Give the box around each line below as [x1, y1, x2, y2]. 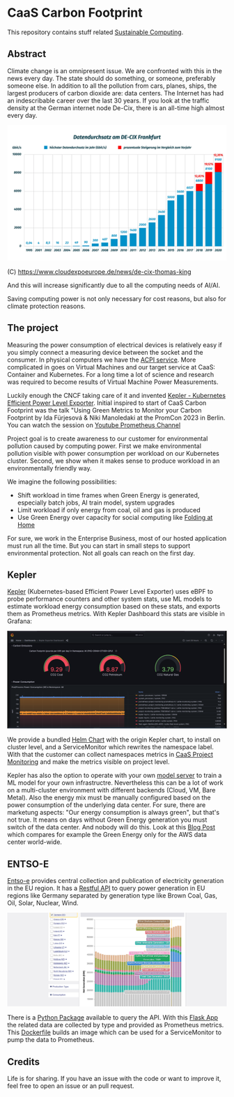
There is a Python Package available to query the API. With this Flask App [7, 1013, 218, 1022]
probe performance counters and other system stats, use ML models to [7, 594, 212, 604]
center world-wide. [7, 838, 63, 846]
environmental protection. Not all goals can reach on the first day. [7, 548, 196, 557]
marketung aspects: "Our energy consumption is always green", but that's [7, 808, 220, 817]
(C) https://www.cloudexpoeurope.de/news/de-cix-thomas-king [7, 267, 192, 276]
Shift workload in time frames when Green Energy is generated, [17, 491, 200, 499]
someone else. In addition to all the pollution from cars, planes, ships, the [7, 82, 217, 90]
